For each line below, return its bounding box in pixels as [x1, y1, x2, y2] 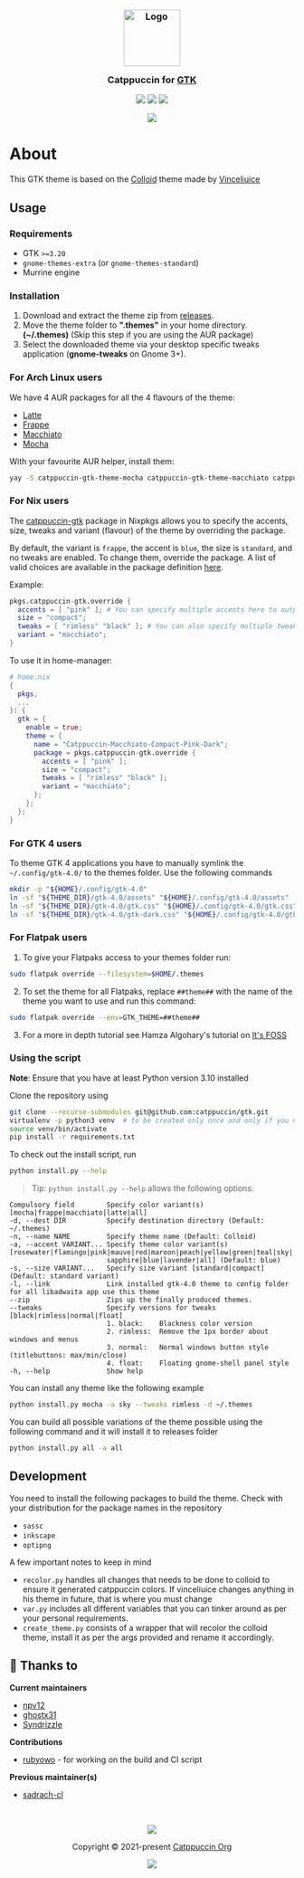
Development [9, 1469, 88, 1484]
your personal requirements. [22, 1612, 128, 1624]
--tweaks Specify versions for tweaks [9, 1303, 217, 1312]
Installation [9, 290, 61, 302]
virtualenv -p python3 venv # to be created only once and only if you [9, 1116, 290, 1125]
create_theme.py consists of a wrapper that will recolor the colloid [22, 1622, 269, 1633]
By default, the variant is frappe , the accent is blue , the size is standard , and [9, 542, 292, 553]
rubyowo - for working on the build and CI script [22, 1754, 203, 1765]
